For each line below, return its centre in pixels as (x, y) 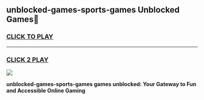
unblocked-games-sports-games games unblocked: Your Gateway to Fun (101, 84)
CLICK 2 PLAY (27, 59)
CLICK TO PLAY (30, 37)
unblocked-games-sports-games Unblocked (93, 10)
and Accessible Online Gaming (46, 90)
